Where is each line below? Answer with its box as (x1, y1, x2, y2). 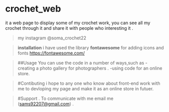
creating (17, 65, 35, 71)
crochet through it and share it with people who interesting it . (5, 25, 134, 31)
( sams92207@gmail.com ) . (17, 100, 74, 106)
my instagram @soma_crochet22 (17, 35, 87, 41)
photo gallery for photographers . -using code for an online (39, 65, 162, 71)
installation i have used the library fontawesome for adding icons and (17, 44, 164, 50)
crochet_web (5, 3, 62, 15)
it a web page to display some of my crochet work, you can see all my (5, 20, 150, 26)
